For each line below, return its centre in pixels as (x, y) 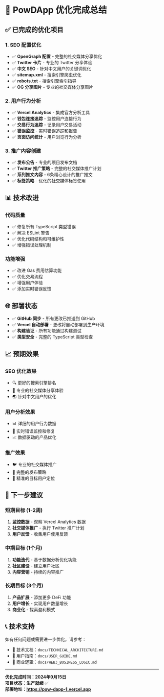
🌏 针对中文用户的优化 (34, 396)
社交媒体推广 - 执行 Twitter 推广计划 (48, 528)
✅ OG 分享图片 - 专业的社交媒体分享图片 (53, 87)
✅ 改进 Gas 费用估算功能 (37, 270)
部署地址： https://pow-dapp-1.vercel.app (48, 689)
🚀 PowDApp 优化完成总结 (56, 10)
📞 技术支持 (20, 627)
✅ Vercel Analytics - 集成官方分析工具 (51, 113)
